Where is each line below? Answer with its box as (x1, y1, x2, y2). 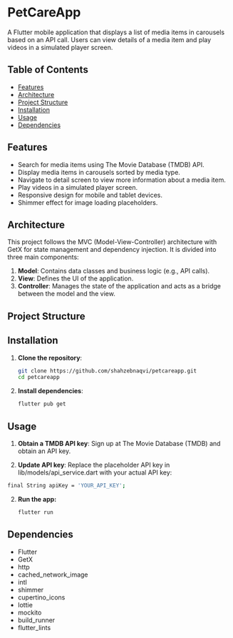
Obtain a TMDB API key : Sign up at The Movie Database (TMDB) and (17, 440, 221, 448)
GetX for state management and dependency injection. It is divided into (7, 245, 217, 254)
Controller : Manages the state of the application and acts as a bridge (17, 282, 222, 290)
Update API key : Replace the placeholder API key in (17, 461, 170, 470)
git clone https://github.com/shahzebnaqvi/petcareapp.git (17, 367, 197, 375)
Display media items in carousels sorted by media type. (17, 168, 180, 176)
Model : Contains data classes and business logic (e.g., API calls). (17, 267, 210, 275)
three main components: (7, 253, 80, 261)
